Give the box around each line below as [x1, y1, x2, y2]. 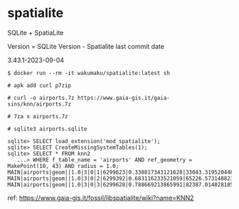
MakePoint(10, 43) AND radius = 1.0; [7, 162, 119, 169]
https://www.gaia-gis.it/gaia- [77, 94, 171, 101]
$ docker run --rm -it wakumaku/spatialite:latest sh [7, 69, 171, 77]
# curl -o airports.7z [7, 94, 75, 101]
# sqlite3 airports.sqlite [7, 125, 87, 132]
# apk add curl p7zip [7, 81, 72, 89]
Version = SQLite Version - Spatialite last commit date [7, 42, 165, 50]
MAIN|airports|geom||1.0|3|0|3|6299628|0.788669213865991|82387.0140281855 [7, 181, 237, 188]
